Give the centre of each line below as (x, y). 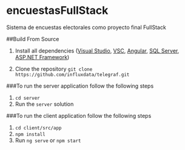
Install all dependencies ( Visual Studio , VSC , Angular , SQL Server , (97, 51)
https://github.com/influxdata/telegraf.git (72, 74)
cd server (28, 98)
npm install (30, 134)
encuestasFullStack (57, 11)
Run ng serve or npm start (48, 140)
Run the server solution (44, 104)
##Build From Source (33, 39)
